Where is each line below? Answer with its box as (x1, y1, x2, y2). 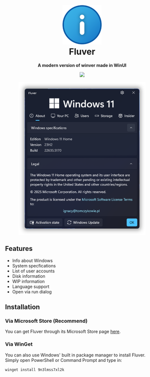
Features (5, 244, 33, 253)
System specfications (12, 263, 56, 268)
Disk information (12, 273, 45, 279)
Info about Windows (12, 257, 53, 264)
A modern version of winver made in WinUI (37, 62, 127, 68)
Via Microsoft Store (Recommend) (5, 318, 88, 325)
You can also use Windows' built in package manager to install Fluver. (5, 352, 146, 358)
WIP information (12, 278, 45, 284)
